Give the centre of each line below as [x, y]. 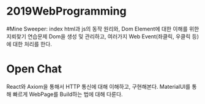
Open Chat [34, 69]
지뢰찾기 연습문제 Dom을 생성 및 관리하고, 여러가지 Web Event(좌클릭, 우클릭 [99, 36]
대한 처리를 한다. [32, 44]
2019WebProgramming [66, 11]
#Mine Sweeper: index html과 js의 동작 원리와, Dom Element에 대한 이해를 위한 [103, 29]
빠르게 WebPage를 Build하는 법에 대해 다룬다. [68, 94]
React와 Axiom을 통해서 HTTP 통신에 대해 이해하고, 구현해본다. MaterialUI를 [99, 86]
